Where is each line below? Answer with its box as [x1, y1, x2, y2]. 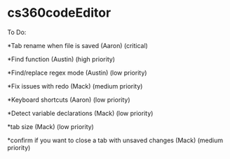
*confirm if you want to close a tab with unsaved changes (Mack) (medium [7, 136, 223, 144]
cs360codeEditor [7, 5, 111, 21]
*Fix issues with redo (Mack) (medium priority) [7, 82, 143, 90]
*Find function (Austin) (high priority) [7, 54, 116, 63]
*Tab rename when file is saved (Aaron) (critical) [7, 41, 149, 50]
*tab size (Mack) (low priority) [7, 122, 95, 130]
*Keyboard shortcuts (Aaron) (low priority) [7, 96, 131, 104]
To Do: [7, 28, 27, 36]
